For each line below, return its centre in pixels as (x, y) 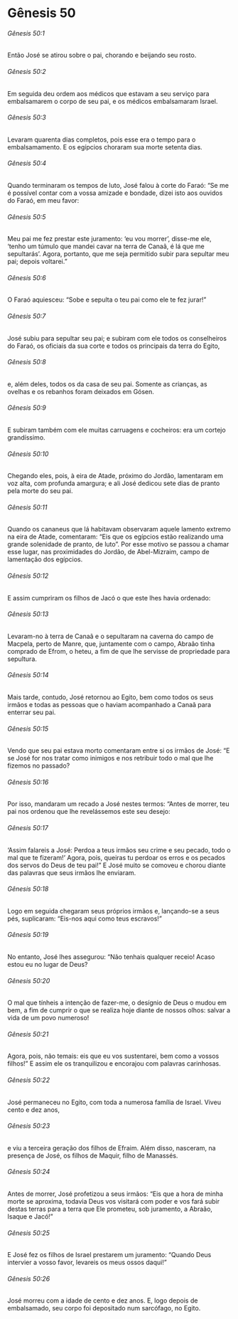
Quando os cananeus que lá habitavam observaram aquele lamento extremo (119, 529)
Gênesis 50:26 (29, 1278)
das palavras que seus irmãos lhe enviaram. (72, 872)
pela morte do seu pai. (40, 491)
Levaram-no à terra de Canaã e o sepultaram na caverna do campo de (110, 636)
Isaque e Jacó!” (30, 1217)
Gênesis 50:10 (28, 454)
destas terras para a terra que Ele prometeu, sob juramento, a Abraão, (110, 1209)
